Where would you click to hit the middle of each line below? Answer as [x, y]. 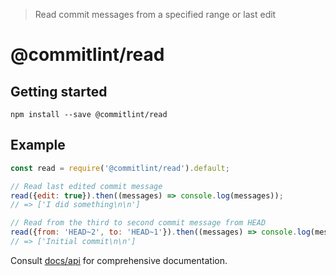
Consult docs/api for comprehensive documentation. [119, 260]
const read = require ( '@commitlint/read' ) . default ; [120, 168]
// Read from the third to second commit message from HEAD [138, 223]
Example [38, 145]
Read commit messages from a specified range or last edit [155, 14]
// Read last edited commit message [86, 186]
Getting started [59, 91]
